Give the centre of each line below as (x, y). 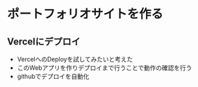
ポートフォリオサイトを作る (85, 14)
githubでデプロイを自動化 (53, 76)
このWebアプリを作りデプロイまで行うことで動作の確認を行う (104, 68)
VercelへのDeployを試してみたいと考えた (75, 59)
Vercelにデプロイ (44, 41)
